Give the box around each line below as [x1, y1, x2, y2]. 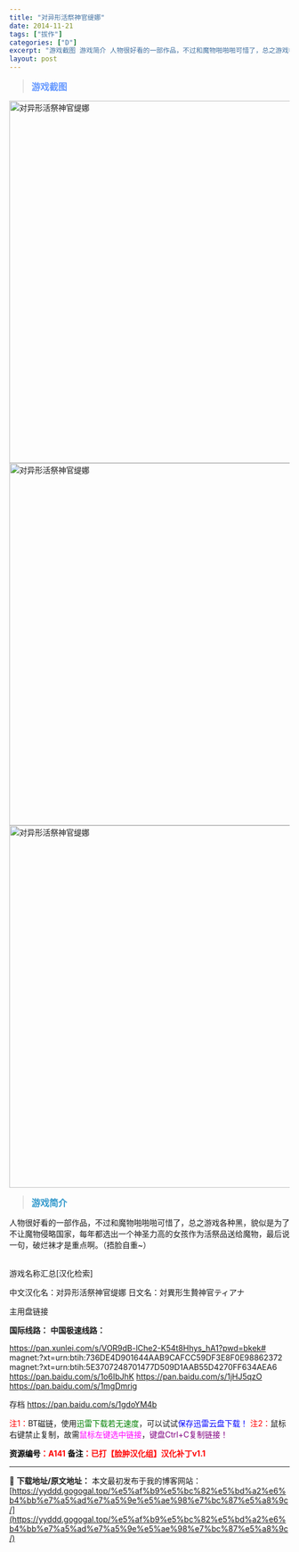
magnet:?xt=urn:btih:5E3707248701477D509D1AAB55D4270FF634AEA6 [9, 1362, 278, 1372]
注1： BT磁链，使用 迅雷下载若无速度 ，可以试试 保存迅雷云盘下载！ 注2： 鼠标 [9, 1418, 287, 1428]
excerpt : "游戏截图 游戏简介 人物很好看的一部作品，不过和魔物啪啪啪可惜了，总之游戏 [9, 46, 289, 55]
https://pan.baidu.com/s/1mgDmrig [9, 1381, 138, 1391]
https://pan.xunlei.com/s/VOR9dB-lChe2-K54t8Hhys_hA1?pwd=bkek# [9, 1343, 267, 1353]
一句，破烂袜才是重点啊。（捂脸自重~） [9, 1240, 151, 1250]
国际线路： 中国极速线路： [9, 1325, 105, 1335]
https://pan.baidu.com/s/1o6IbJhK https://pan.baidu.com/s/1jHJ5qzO [9, 1371, 263, 1382]
